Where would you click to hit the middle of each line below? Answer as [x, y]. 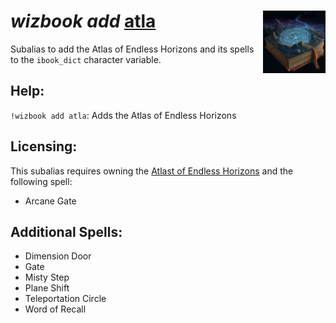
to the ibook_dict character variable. [86, 59]
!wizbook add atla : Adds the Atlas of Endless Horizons [123, 115]
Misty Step [47, 277]
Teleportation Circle [65, 299]
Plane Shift [47, 288]
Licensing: [44, 146]
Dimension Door [58, 256]
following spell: [41, 181]
